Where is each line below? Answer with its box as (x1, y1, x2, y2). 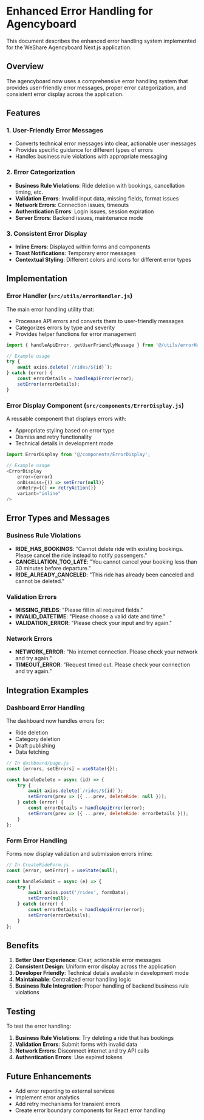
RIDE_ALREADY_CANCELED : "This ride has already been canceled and (15, 571, 194, 578)
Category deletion (15, 735, 61, 742)
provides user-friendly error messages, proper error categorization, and (6, 84, 186, 91)
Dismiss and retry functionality (15, 433, 92, 441)
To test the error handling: (6, 1022, 72, 1030)
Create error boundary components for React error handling (15, 1107, 166, 1114)
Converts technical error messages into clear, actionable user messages (15, 140, 196, 147)
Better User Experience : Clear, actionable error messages (15, 957, 161, 964)
